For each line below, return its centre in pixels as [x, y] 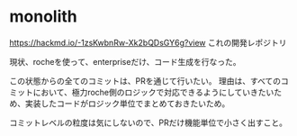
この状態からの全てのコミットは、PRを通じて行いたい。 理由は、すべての [145, 81]
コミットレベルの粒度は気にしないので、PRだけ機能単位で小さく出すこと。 [148, 122]
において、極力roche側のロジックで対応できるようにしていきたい [153, 92]
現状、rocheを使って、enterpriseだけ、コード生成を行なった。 [125, 61]
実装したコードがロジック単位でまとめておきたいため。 [127, 103]
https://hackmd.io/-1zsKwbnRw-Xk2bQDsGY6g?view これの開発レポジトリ [148, 42]
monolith [44, 17]
